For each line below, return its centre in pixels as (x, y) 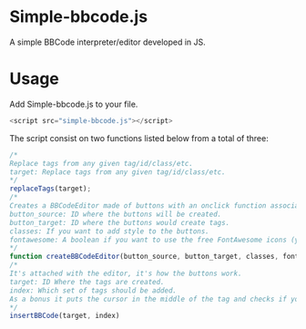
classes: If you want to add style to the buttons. (109, 231)
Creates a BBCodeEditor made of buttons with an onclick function (138, 206)
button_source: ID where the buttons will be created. (116, 214)
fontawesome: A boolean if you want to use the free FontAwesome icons (148, 240)
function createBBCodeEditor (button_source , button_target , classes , (144, 257)
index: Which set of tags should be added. (93, 290)
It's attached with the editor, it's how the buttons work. (126, 273)
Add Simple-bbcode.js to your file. (74, 104)
